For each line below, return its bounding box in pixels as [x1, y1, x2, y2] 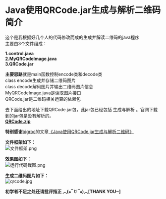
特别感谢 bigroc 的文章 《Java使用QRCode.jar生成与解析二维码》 [5, 129, 134, 134]
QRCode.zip [5, 118, 31, 124]
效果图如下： [5, 156, 31, 162]
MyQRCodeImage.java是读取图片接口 [5, 90, 82, 96]
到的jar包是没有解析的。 [5, 113, 54, 119]
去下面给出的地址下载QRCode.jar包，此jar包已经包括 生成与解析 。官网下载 [5, 106, 158, 112]
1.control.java [5, 50, 34, 56]
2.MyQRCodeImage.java [5, 56, 57, 62]
